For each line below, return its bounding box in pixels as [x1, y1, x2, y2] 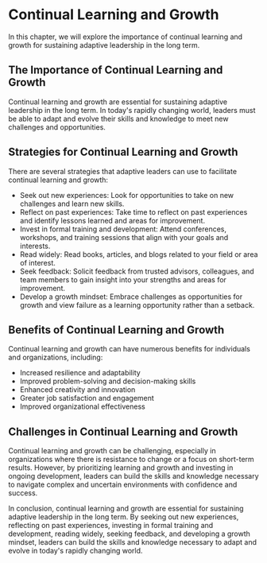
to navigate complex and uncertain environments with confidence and [8, 480, 238, 490]
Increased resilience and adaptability [19, 368, 141, 378]
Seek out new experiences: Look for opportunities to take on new [19, 190, 234, 200]
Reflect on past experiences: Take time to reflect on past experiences [19, 207, 248, 216]
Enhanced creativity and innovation [19, 385, 136, 394]
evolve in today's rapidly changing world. [8, 546, 143, 556]
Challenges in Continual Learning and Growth [8, 425, 238, 438]
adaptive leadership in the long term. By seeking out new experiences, [8, 512, 239, 522]
